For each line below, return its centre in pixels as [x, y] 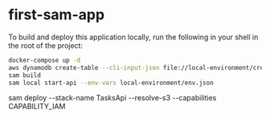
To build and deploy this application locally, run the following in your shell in [133, 37]
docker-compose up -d [45, 60]
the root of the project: [45, 45]
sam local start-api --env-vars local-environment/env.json [111, 83]
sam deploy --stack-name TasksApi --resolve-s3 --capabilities [112, 98]
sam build [25, 75]
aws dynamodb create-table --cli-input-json [84, 67]
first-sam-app [57, 15]
